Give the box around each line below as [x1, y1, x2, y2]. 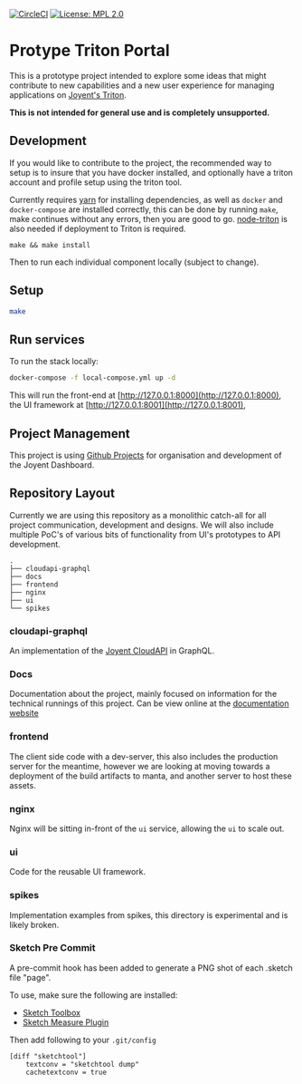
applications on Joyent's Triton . [9, 89, 127, 100]
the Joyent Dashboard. [9, 459, 95, 470]
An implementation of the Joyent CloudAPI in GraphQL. [9, 645, 215, 656]
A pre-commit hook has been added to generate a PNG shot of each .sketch [9, 962, 294, 973]
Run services [9, 332, 85, 347]
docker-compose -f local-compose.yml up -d [9, 373, 176, 382]
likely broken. [9, 919, 60, 930]
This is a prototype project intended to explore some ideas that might [9, 70, 267, 81]
